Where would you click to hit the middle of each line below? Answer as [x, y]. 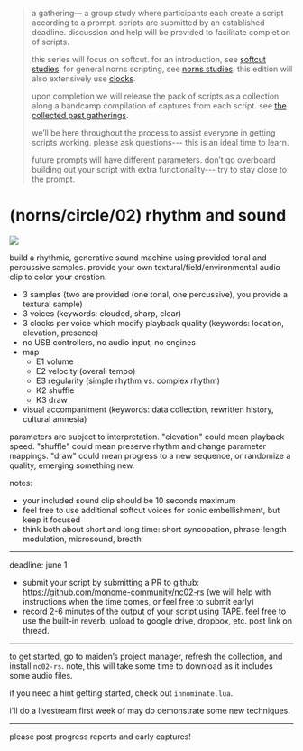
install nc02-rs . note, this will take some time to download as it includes [141, 666]
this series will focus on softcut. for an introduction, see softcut [148, 59]
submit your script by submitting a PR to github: [111, 582]
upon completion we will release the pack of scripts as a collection [155, 96]
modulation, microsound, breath [82, 539]
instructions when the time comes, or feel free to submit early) [138, 601]
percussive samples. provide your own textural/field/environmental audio [145, 267]
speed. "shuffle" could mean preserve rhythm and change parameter [138, 446]
